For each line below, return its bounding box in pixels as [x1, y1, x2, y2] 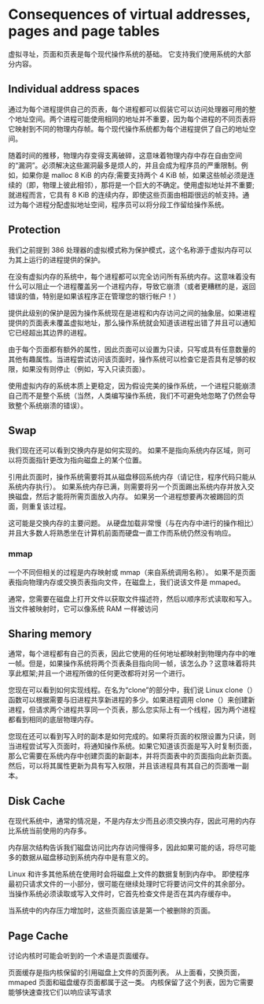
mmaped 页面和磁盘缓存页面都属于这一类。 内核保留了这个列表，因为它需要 [8, 978, 254, 987]
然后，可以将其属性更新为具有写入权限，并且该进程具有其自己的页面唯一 [8, 761, 242, 771]
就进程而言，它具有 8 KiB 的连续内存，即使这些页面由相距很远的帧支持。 [8, 190, 243, 199]
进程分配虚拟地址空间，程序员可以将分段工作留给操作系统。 [35, 199, 229, 209]
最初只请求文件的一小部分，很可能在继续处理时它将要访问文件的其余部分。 [8, 880, 249, 889]
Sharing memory [8, 628, 92, 641]
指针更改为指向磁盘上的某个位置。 [35, 455, 146, 465]
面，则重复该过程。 [8, 502, 71, 511]
